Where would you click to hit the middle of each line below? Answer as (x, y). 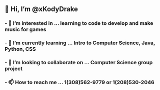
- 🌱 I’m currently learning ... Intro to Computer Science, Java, (80, 43)
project (14, 69)
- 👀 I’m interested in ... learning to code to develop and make (79, 23)
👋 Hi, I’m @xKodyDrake (41, 9)
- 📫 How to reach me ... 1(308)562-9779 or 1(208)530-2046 (79, 83)
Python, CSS (20, 49)
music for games (25, 29)
